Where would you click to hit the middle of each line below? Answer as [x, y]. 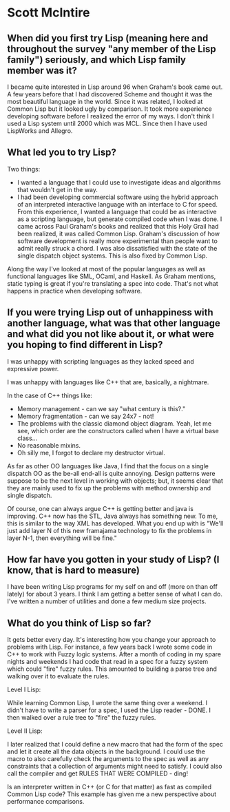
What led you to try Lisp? [62, 153]
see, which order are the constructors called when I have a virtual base [118, 430]
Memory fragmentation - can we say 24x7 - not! [85, 416]
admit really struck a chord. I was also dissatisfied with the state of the [117, 248]
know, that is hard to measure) [73, 571]
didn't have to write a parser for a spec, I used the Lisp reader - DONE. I [109, 710]
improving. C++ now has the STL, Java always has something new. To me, [113, 516]
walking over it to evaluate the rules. [59, 676]
